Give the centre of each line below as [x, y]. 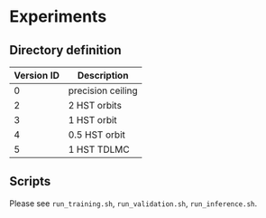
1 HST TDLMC [99, 149]
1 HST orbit [92, 120]
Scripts [30, 181]
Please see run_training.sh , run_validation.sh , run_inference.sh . [133, 203]
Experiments [58, 17]
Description [103, 76]
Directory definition [65, 50]
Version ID [37, 76]
